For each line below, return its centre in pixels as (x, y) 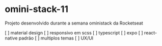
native (11, 38)
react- (151, 32)
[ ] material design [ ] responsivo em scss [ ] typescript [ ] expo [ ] (74, 32)
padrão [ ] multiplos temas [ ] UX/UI (56, 38)
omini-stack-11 (37, 9)
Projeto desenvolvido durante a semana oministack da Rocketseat (74, 23)
